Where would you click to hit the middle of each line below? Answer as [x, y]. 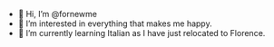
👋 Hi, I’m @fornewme [58, 14]
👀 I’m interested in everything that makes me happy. [115, 23]
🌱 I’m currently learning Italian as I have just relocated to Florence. [142, 33]
